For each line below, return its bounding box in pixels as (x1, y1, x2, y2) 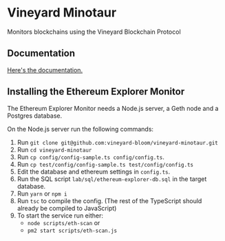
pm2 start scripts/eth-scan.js (27, 227, 118, 234)
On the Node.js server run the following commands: (7, 125, 153, 133)
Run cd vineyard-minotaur (17, 145, 92, 154)
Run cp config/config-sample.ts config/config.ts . (17, 153, 165, 161)
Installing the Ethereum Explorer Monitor (7, 86, 185, 98)
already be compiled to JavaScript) (17, 204, 117, 212)
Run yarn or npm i (17, 189, 67, 198)
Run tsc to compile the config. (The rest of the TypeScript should (17, 196, 202, 205)
